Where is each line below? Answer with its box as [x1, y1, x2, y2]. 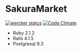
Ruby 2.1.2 [12, 30, 35, 36]
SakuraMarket [5, 3, 68, 15]
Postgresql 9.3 [12, 40, 44, 46]
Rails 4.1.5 [12, 35, 34, 41]
